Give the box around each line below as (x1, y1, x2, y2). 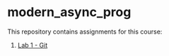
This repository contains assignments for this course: (7, 27, 163, 36)
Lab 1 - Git (17, 41, 48, 49)
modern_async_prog (7, 4, 132, 20)
